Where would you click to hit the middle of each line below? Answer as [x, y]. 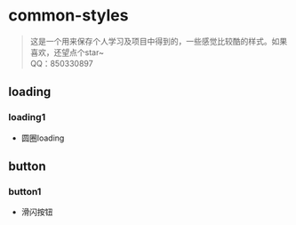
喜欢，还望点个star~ [67, 52]
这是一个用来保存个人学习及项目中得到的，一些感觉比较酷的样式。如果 [159, 41]
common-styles [68, 16]
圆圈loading [43, 138]
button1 [25, 191]
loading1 [27, 117]
